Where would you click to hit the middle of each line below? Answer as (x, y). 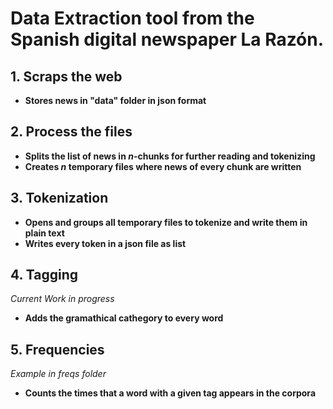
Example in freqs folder (58, 374)
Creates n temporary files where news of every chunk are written (163, 166)
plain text (44, 233)
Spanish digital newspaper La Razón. (167, 39)
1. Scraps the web (66, 76)
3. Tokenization (59, 198)
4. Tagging (44, 275)
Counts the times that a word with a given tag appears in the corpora (170, 393)
